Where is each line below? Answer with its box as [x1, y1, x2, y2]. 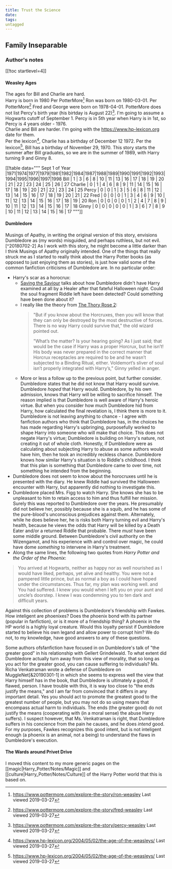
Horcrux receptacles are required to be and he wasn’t [33, 354, 146, 360]
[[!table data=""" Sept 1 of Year [5, 165, 71, 171]
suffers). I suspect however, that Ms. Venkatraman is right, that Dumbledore [5, 715, 165, 721]
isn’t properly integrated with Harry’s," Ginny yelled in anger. [33, 365, 160, 371]
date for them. [5, 132, 35, 138]
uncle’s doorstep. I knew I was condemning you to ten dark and [17, 592, 152, 598]
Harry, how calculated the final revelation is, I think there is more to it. [20, 408, 167, 414]
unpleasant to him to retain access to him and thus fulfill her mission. [12, 495, 158, 501]
